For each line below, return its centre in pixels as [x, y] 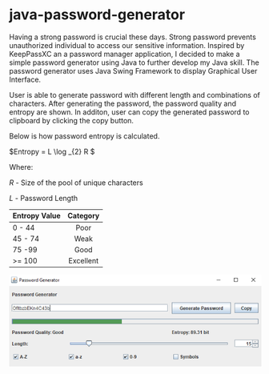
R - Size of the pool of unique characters [76, 183]
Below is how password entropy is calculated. [84, 136]
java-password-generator [97, 15]
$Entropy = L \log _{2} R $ [52, 151]
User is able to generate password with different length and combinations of [135, 95]
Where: [21, 167]
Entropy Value [36, 216]
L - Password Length [44, 198]
